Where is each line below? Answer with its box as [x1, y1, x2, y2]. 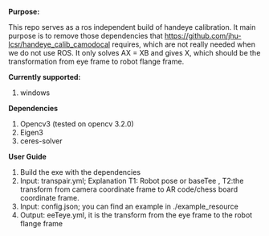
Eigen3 [19, 128, 44, 137]
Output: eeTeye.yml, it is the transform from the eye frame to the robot [19, 210, 253, 220]
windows [19, 88, 51, 97]
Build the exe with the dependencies [19, 168, 141, 176]
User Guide [8, 152, 47, 161]
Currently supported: [8, 72, 81, 81]
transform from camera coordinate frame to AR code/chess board [19, 184, 238, 194]
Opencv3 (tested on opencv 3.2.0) [19, 119, 134, 128]
